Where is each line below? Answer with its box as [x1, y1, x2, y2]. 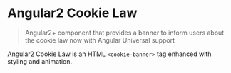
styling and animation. [7, 57, 73, 65]
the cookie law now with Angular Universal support [24, 35, 175, 44]
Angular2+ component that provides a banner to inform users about [24, 28, 225, 37]
